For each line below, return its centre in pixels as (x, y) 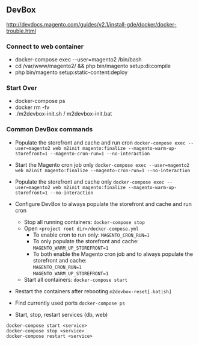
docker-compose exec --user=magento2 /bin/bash (78, 60)
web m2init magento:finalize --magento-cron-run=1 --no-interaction (103, 170)
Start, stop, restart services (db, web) (61, 314)
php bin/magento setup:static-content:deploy (71, 72)
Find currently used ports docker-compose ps (70, 303)
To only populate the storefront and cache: (86, 241)
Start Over (22, 88)
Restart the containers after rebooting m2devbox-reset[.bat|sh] (93, 291)
